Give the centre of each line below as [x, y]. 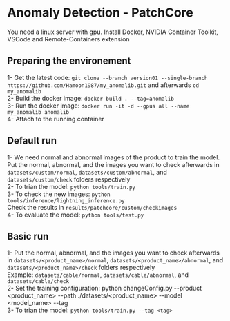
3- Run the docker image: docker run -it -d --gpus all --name [98, 106]
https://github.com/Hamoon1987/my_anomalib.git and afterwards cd [103, 85]
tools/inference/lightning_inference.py [66, 201]
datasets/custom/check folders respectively [69, 179]
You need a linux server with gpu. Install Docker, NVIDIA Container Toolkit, [113, 32]
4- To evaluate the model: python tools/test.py [76, 215]
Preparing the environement [69, 61]
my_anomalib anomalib [38, 112]
